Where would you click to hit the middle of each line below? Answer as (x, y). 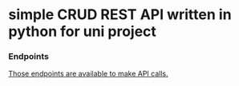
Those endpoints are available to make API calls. (88, 74)
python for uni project (82, 31)
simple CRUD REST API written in (120, 15)
